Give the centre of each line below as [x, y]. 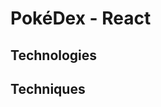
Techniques [48, 88]
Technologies [54, 55]
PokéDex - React [81, 18]
